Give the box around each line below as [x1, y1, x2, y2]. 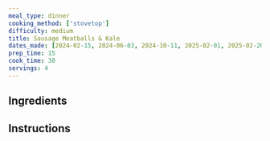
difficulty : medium [8, 27, 74, 35]
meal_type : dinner [8, 11, 70, 20]
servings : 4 [8, 64, 48, 73]
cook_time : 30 [8, 57, 56, 65]
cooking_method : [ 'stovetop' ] [8, 19, 110, 27]
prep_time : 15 [8, 49, 56, 57]
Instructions [8, 122, 71, 135]
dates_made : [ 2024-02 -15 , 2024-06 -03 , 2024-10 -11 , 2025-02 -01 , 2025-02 [8, 42, 253, 50]
